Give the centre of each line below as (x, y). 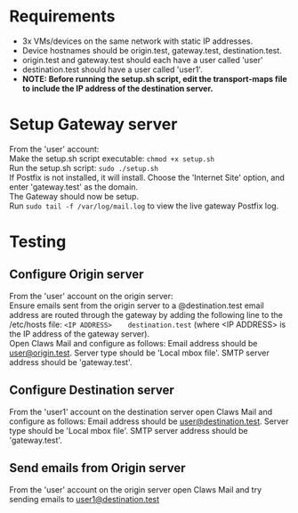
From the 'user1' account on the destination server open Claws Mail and (141, 411)
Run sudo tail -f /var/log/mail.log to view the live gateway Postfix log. (144, 206)
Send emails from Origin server (97, 468)
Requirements (62, 16)
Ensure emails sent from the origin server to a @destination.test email (137, 305)
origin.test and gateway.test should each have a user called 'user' (143, 60)
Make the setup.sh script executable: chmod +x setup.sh (112, 159)
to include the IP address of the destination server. (117, 88)
